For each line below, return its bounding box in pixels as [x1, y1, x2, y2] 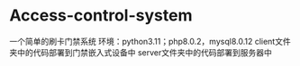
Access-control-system [9, 5, 193, 26]
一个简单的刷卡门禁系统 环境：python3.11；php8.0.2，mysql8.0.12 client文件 [9, 36, 291, 46]
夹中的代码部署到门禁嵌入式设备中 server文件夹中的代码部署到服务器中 [9, 46, 273, 58]
